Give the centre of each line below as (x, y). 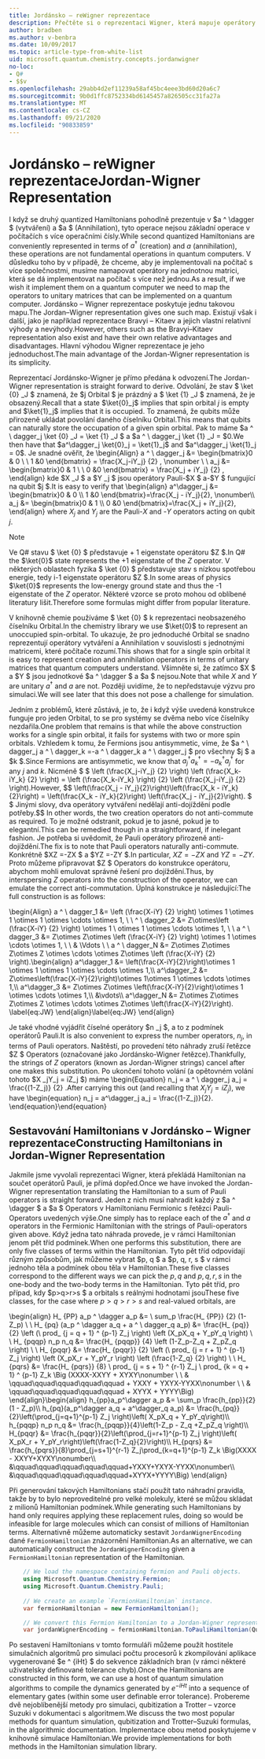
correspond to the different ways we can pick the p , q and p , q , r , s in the (125, 1276)
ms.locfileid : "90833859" (51, 125)
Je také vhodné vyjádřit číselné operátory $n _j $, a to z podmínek (116, 1027)
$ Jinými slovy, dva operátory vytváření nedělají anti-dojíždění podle (120, 805)
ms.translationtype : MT (48, 103)
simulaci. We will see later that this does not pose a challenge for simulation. (131, 694)
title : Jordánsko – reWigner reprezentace (79, 15)
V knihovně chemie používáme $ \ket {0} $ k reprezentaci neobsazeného (127, 618)
